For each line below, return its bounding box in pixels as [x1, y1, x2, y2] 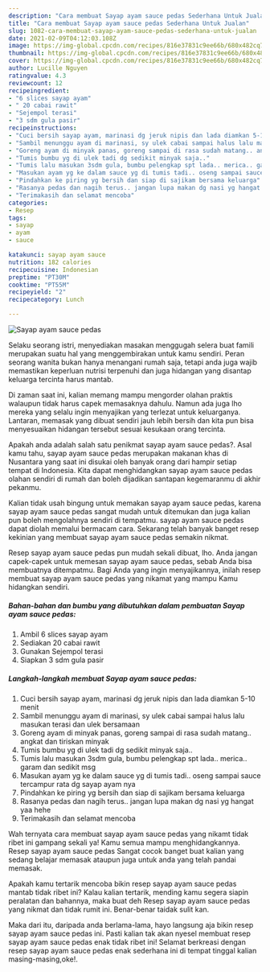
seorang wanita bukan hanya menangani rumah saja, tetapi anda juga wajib [8, 357, 258, 367]
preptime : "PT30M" [8, 273, 70, 282]
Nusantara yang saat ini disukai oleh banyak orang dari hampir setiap [8, 457, 237, 467]
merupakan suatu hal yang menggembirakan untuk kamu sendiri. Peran [8, 349, 245, 358]
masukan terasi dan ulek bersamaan [19, 719, 141, 729]
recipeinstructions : [8, 124, 78, 132]
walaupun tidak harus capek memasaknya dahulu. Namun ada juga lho [8, 399, 243, 408]
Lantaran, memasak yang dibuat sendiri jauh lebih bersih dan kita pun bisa [8, 416, 255, 425]
